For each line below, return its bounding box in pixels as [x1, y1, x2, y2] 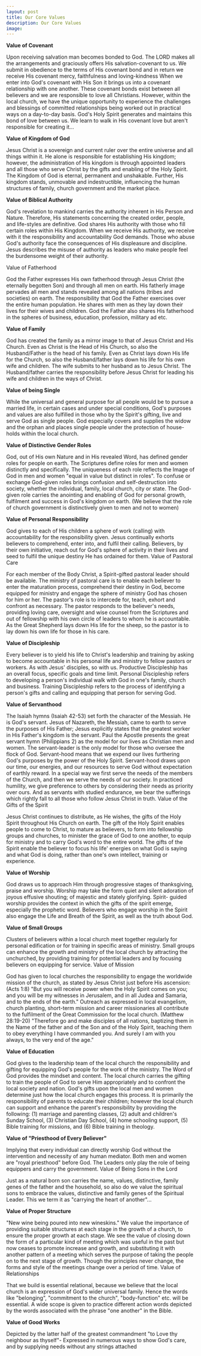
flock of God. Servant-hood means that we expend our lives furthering [6, 750, 180, 758]
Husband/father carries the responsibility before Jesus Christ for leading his [6, 369, 194, 376]
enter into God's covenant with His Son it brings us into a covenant [6, 79, 170, 86]
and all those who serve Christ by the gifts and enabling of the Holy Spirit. [6, 166, 188, 173]
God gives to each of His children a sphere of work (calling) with [6, 527, 165, 534]
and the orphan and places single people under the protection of [6, 424, 166, 431]
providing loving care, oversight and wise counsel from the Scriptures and [6, 609, 188, 616]
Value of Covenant [6, 42, 54, 49]
